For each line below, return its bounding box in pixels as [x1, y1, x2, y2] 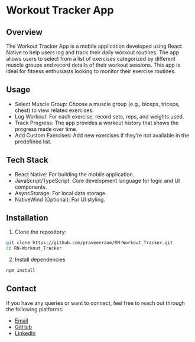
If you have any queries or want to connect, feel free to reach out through [6, 299, 185, 307]
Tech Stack [6, 155, 48, 165]
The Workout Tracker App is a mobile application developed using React [6, 42, 182, 50]
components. [14, 183, 47, 190]
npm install [6, 268, 35, 274]
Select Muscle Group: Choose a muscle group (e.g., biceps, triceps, [14, 100, 180, 107]
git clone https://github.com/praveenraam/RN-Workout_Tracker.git [6, 240, 173, 246]
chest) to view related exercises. [14, 107, 94, 114]
